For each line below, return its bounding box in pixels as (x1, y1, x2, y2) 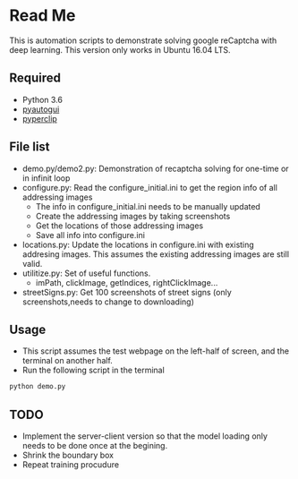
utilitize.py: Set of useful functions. (21, 268, 151, 278)
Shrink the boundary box (21, 449, 115, 461)
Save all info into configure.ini (35, 229, 146, 240)
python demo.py (9, 382, 66, 391)
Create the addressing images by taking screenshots (35, 210, 231, 221)
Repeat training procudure (21, 459, 119, 470)
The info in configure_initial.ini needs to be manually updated (35, 201, 261, 211)
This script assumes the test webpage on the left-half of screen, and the (21, 346, 289, 356)
